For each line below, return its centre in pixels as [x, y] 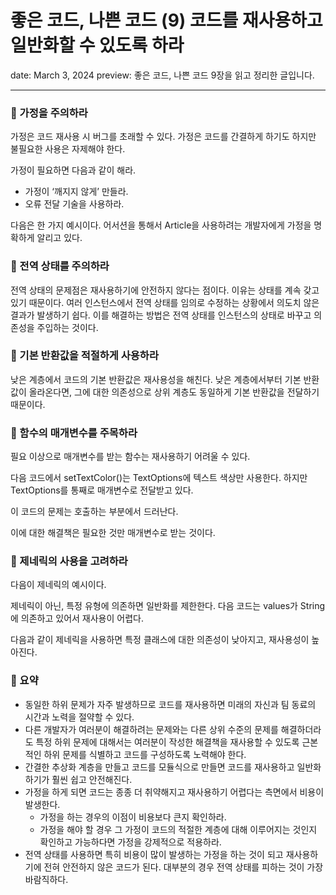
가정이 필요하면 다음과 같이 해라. [73, 170]
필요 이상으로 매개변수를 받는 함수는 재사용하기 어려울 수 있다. [130, 457]
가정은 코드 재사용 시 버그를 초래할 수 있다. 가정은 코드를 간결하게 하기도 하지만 [163, 137]
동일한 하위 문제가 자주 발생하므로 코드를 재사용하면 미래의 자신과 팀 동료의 [170, 704]
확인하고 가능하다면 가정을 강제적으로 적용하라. [130, 842]
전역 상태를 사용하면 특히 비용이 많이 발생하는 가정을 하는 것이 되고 [154, 854]
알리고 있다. [59, 238]
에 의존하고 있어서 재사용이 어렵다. [77, 618]
